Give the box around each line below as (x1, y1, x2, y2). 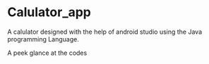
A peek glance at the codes (7, 49, 88, 57)
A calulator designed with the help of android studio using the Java (7, 27, 203, 36)
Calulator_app (7, 4, 92, 20)
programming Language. (7, 34, 79, 43)
